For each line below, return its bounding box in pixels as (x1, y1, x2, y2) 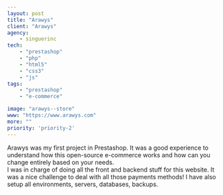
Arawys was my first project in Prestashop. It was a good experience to (7, 144, 209, 152)
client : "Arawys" (7, 23, 57, 30)
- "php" (19, 55, 41, 62)
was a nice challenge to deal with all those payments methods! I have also (7, 172, 216, 181)
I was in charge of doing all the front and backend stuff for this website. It (7, 165, 215, 174)
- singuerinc (19, 36, 57, 43)
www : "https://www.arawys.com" (7, 112, 97, 119)
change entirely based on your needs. (7, 158, 115, 166)
